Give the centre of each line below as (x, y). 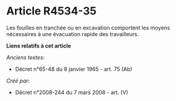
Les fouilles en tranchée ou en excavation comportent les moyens (88, 28)
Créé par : (18, 81)
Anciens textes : (26, 57)
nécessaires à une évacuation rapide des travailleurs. (73, 34)
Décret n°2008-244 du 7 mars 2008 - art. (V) (71, 92)
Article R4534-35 (51, 11)
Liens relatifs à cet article (39, 46)
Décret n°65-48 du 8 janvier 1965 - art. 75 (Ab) (73, 69)
